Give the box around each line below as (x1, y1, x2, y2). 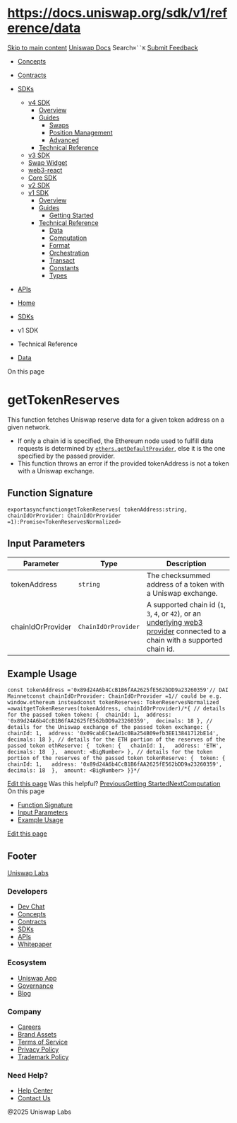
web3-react (28, 166, 63, 174)
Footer (7, 850, 37, 862)
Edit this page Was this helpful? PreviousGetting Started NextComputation (7, 780, 221, 788)
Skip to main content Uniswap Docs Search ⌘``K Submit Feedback (7, 43, 199, 52)
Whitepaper (17, 940, 52, 949)
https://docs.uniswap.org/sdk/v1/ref (7, 5, 228, 21)
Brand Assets (17, 1030, 57, 1039)
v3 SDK (28, 151, 51, 159)
